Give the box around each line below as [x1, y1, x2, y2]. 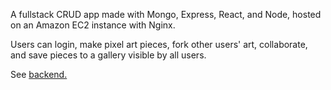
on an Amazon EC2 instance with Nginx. [10, 19, 176, 31]
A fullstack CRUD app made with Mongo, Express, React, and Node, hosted [10, 9, 322, 20]
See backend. [10, 69, 68, 80]
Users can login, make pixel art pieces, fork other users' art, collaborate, [10, 39, 308, 50]
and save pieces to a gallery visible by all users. [10, 49, 207, 61]
